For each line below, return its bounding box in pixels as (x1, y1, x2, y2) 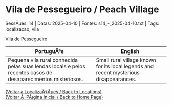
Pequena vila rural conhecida (8, 56, 78, 63)
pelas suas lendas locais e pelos (8, 63, 85, 70)
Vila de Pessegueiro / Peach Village (5, 4, 159, 15)
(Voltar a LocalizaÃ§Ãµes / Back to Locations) (5, 88, 102, 95)
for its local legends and (96, 63, 154, 70)
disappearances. (96, 75, 137, 83)
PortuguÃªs (35, 47, 64, 55)
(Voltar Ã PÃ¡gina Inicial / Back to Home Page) (5, 94, 103, 100)
